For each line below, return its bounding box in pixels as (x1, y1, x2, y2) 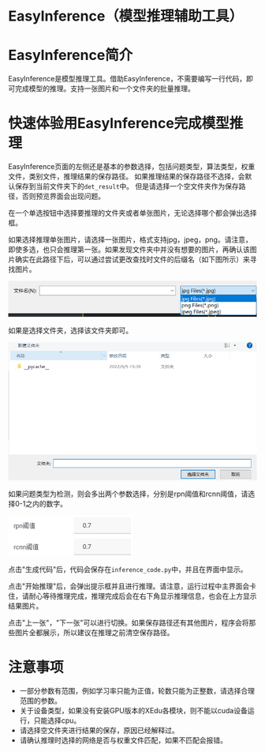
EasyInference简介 (8, 47, 133, 64)
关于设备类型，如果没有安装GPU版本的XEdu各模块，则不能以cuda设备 (19, 706, 248, 716)
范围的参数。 (19, 696, 62, 705)
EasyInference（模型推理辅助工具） (8, 7, 244, 25)
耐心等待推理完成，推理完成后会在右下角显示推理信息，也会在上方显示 (28, 592, 257, 601)
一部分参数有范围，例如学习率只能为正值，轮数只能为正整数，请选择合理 (19, 686, 255, 696)
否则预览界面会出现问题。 (21, 191, 105, 201)
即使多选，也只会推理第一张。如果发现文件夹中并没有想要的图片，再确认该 (8, 245, 250, 254)
